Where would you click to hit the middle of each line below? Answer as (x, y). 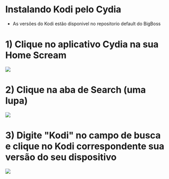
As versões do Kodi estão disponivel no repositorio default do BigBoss (87, 24)
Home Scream (36, 55)
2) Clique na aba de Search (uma (76, 90)
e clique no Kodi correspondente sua (85, 146)
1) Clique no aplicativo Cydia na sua (82, 44)
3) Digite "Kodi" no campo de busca (83, 135)
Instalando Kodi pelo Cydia (63, 9)
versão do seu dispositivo (61, 157)
